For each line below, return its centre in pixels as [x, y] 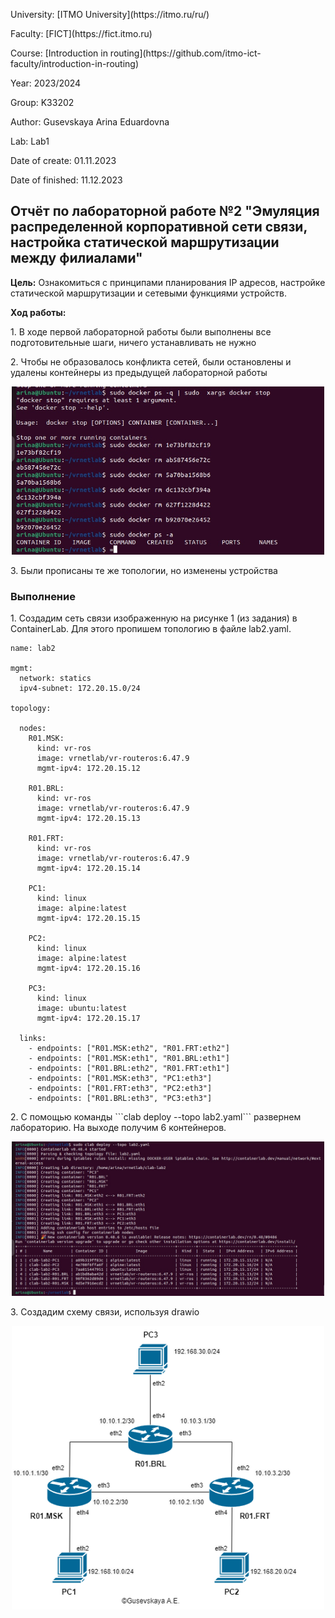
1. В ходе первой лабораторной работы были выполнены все [141, 331]
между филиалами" [76, 258]
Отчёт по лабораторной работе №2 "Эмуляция [165, 211]
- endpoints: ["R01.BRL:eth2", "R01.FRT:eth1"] [129, 1069]
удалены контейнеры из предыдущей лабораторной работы [139, 372]
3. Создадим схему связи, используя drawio [105, 1312]
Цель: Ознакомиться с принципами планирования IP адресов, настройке [168, 282]
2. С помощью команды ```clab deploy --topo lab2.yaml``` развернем [156, 1117]
